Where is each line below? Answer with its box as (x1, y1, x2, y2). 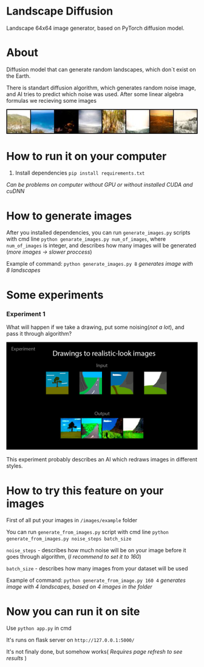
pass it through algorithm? (6, 330, 72, 337)
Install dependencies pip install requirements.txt (15, 169, 145, 177)
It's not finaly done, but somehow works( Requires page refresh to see (6, 648, 183, 655)
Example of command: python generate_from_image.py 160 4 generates (6, 576, 186, 584)
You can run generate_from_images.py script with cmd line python (6, 528, 169, 536)
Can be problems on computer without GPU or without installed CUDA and (6, 181, 193, 188)
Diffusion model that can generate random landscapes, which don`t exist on (6, 66, 196, 73)
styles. (6, 462, 23, 469)
